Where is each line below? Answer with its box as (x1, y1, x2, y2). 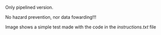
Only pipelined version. (5, 5, 54, 10)
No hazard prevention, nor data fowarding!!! (5, 14, 97, 20)
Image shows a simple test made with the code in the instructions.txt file (5, 24, 156, 30)
